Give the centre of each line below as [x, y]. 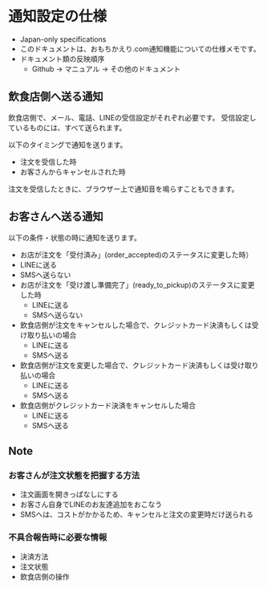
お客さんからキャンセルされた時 [73, 172]
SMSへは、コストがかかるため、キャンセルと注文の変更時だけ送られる [137, 514]
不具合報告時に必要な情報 [58, 538]
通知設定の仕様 [58, 16]
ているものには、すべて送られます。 [67, 127]
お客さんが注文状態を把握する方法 [74, 475]
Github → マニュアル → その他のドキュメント [106, 68]
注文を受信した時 [48, 162]
